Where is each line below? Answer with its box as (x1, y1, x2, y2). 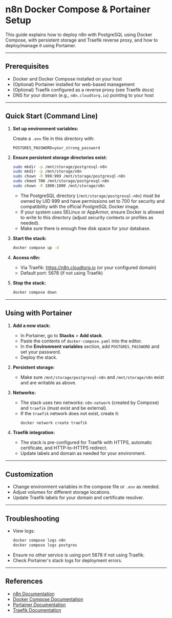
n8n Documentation (12, 590, 55, 596)
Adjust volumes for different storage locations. (12, 489, 111, 495)
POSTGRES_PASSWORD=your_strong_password (12, 145, 100, 150)
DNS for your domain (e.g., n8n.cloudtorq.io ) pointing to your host (12, 92, 154, 98)
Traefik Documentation (12, 607, 61, 613)
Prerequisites (5, 62, 49, 71)
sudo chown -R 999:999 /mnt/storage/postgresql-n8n (12, 173, 125, 179)
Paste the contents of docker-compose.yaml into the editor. (20, 338, 142, 344)
